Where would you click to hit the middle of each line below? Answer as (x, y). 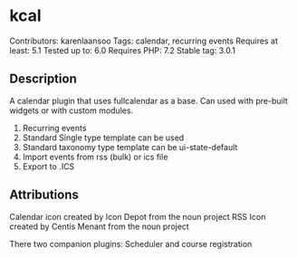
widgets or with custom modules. (72, 110)
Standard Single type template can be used (103, 138)
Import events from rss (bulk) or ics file (95, 157)
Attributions (44, 195)
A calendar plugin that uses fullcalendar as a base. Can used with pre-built (148, 100)
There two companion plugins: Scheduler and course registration (131, 244)
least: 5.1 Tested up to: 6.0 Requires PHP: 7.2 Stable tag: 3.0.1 (123, 50)
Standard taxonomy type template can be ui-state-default (130, 147)
